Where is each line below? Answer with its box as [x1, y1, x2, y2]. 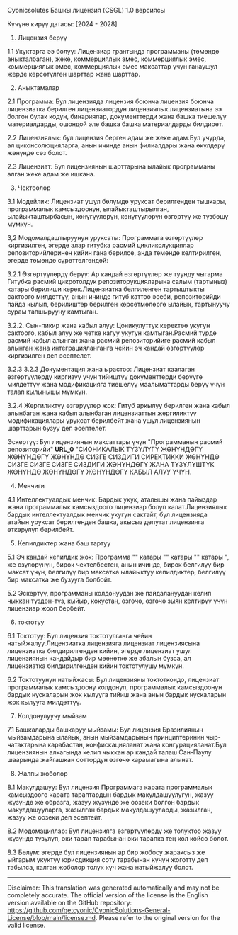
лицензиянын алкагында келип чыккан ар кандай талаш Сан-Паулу [7, 748, 212, 756]
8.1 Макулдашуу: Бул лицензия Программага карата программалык [7, 783, 213, 791]
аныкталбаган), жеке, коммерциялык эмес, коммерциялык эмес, [7, 55, 207, 63]
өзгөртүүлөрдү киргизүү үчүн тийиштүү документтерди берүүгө [7, 373, 203, 381]
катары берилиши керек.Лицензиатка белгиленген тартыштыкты [7, 285, 205, 293]
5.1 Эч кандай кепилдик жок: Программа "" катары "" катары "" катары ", [7, 552, 229, 561]
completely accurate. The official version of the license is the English [7, 891, 209, 899]
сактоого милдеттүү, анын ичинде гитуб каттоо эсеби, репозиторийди [7, 293, 221, 300]
